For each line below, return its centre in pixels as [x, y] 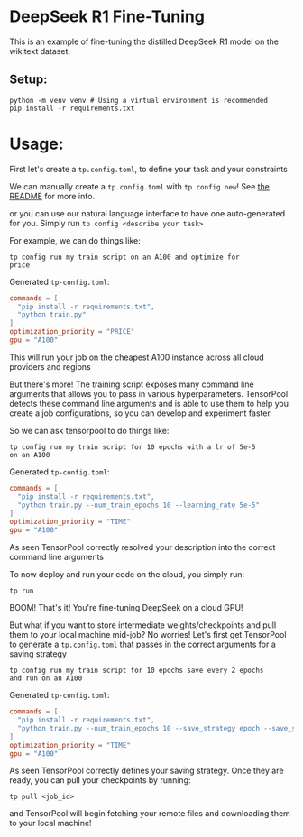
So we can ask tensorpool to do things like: [89, 430]
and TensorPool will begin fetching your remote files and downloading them [150, 814]
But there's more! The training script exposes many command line [132, 384]
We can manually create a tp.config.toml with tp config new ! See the [140, 186]
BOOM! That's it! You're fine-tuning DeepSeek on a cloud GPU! [126, 608]
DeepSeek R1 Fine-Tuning [107, 17]
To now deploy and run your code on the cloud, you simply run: [127, 575]
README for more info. [52, 196]
